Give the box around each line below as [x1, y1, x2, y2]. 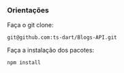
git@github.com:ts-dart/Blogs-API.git [7, 34, 117, 41]
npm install [7, 59, 41, 66]
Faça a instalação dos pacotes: [7, 46, 94, 55]
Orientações [7, 5, 49, 15]
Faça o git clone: [7, 21, 54, 29]
